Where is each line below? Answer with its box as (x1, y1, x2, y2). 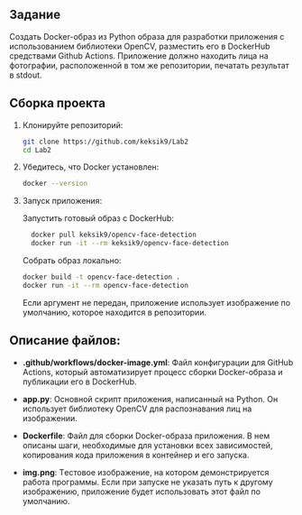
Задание (9, 7, 61, 23)
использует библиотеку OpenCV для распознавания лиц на (22, 403, 252, 414)
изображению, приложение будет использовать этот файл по (22, 486, 261, 497)
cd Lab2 (22, 145, 51, 154)
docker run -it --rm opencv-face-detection (22, 280, 189, 290)
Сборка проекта (9, 96, 106, 111)
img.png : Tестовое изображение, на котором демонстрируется (22, 466, 270, 477)
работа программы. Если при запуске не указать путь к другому (22, 476, 273, 487)
